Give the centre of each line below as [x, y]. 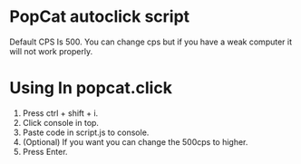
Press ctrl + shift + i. [60, 113]
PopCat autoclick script [100, 17]
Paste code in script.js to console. [86, 132]
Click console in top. [61, 122]
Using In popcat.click [91, 88]
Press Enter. [45, 151]
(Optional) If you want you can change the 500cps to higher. [135, 141]
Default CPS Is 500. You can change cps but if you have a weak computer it [151, 42]
